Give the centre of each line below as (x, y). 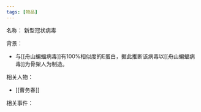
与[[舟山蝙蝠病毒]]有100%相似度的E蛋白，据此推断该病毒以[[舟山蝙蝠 (102, 56)
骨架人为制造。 (49, 64)
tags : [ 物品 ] (22, 12)
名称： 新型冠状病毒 (31, 30)
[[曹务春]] (27, 90)
